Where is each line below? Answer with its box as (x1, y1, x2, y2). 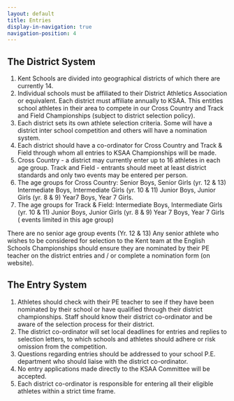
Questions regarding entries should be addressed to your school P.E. (17, 349, 216, 358)
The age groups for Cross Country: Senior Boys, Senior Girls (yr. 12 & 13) (17, 178, 227, 187)
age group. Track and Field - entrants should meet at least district (17, 164, 207, 172)
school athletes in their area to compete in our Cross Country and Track (17, 104, 224, 113)
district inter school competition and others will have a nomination (17, 127, 207, 135)
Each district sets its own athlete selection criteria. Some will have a (17, 119, 213, 127)
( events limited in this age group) (17, 216, 114, 224)
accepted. (17, 372, 47, 380)
